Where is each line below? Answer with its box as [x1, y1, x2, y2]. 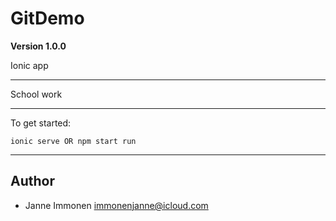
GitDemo [10, 7, 85, 30]
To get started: [10, 117, 72, 129]
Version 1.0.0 [10, 40, 67, 52]
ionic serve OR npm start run [10, 136, 137, 146]
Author [10, 173, 55, 190]
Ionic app [10, 59, 49, 71]
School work [10, 88, 63, 100]
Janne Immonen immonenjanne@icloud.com [24, 199, 209, 211]
